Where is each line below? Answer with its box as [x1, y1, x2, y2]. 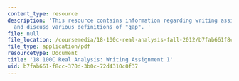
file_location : [7, 37, 53, 44]
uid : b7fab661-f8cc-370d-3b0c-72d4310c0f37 [7, 63, 139, 70]
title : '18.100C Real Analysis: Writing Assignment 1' [7, 56, 174, 63]
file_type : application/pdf [7, 43, 91, 50]
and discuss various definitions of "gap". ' [14, 23, 152, 30]
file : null [7, 30, 40, 37]
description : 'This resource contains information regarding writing [7, 17, 218, 24]
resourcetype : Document [7, 50, 78, 57]
